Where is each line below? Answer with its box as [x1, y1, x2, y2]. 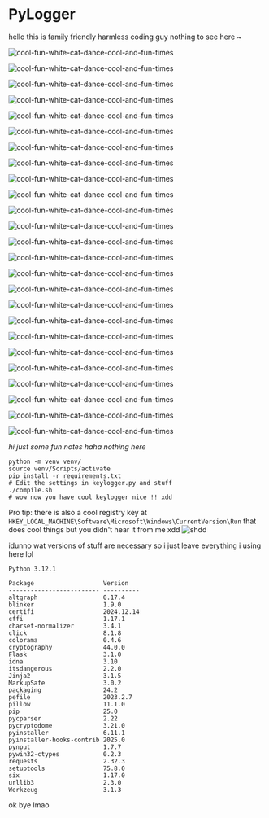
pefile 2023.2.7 [8, 693, 132, 701]
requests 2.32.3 [8, 757, 126, 765]
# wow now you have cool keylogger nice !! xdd [8, 493, 173, 501]
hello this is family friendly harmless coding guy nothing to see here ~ [8, 32, 242, 42]
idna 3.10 [8, 657, 118, 666]
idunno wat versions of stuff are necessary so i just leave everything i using [8, 540, 262, 550]
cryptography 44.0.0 [8, 643, 126, 651]
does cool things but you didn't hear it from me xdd [8, 524, 180, 534]
